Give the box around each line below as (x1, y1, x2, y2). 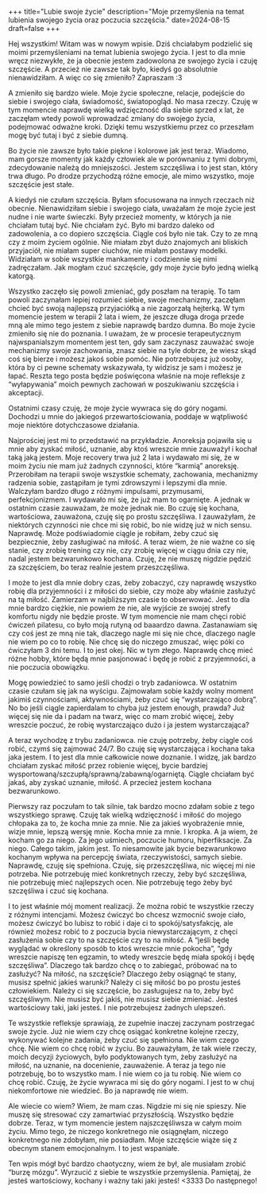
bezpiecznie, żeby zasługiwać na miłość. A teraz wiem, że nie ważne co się (8, 537, 256, 546)
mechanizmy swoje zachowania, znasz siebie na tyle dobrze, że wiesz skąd (8, 346, 256, 355)
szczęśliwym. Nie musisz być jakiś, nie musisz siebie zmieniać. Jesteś (8, 994, 238, 1004)
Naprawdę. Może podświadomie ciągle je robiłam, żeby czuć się (8, 529, 219, 538)
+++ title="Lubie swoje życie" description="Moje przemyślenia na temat (8, 7, 245, 16)
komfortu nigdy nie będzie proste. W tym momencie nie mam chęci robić (8, 612, 247, 621)
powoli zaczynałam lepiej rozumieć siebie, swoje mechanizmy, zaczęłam (8, 295, 245, 305)
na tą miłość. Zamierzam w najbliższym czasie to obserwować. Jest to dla (8, 595, 250, 604)
